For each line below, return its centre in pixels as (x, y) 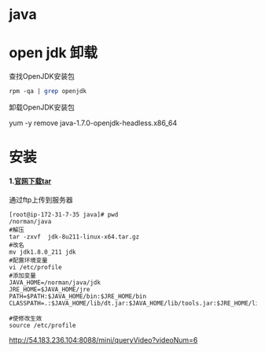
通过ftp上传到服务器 (41, 200)
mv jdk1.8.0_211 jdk (43, 252)
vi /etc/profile (35, 268)
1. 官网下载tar (30, 181)
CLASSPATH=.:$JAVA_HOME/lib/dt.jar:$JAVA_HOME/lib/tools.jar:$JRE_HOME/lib (136, 304)
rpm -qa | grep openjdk (48, 91)
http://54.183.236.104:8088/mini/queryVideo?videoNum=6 (103, 340)
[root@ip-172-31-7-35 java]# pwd (64, 215)
